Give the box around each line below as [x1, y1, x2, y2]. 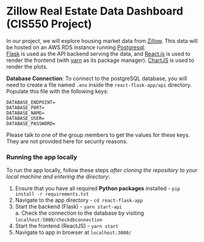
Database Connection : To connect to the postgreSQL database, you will [6, 75, 187, 82]
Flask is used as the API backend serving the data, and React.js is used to [6, 50, 191, 57]
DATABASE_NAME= [6, 110, 45, 116]
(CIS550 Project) [6, 17, 92, 31]
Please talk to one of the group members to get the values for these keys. [6, 131, 190, 138]
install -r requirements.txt [15, 191, 89, 198]
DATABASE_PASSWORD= [6, 120, 56, 127]
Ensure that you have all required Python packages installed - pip [15, 185, 180, 192]
